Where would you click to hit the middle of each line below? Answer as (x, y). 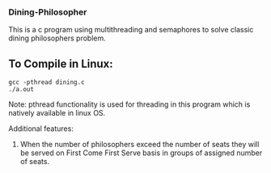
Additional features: (41, 129)
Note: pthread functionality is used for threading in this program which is (129, 104)
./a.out (21, 90)
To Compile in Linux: (61, 63)
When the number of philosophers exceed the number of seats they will (140, 145)
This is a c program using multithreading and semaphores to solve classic (131, 30)
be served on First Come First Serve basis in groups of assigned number (141, 153)
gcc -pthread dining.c (47, 82)
